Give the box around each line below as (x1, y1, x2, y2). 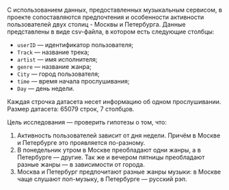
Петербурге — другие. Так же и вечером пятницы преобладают (16, 153, 205, 161)
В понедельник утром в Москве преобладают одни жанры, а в (16, 146, 202, 154)
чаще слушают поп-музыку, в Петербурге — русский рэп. (16, 175, 188, 183)
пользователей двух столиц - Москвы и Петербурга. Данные (7, 21, 186, 28)
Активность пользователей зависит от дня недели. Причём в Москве (16, 131, 221, 139)
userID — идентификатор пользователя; (16, 41, 134, 49)
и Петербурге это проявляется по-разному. (16, 139, 146, 146)
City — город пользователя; (16, 70, 100, 78)
